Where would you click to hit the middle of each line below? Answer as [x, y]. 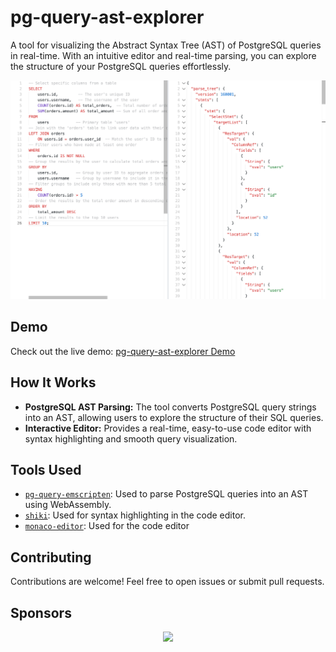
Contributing [51, 557]
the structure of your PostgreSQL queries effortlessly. [121, 66]
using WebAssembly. [68, 505]
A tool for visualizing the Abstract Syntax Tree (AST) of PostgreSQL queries [166, 45]
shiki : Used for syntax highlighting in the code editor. [135, 515]
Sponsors [41, 612]
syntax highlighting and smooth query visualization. [131, 438]
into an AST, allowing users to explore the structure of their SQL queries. [174, 417]
